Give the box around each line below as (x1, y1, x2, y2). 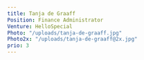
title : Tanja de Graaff (7, 10, 76, 17)
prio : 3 (7, 42, 30, 49)
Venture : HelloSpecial (7, 23, 73, 30)
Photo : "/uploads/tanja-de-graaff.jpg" (7, 29, 123, 37)
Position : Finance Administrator (7, 17, 104, 23)
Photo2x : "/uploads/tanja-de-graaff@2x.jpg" (7, 36, 138, 43)
